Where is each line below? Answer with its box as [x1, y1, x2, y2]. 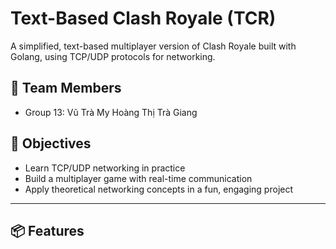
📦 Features [10, 222, 85, 239]
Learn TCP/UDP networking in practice [24, 162, 186, 174]
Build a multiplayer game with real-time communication [24, 172, 253, 184]
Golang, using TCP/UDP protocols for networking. [10, 50, 216, 62]
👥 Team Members [10, 80, 122, 97]
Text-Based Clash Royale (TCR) [10, 7, 277, 30]
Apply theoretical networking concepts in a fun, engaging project [24, 183, 294, 195]
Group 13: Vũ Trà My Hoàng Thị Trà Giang [24, 106, 198, 118]
